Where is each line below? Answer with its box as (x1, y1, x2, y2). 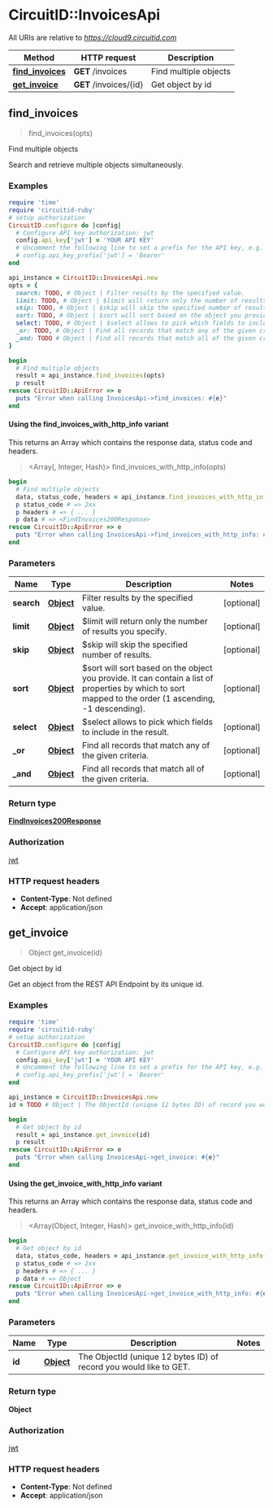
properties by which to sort (82, 683, 185, 694)
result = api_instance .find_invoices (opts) (15, 372, 165, 380)
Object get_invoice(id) (28, 947, 103, 957)
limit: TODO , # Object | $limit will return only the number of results (15, 296, 267, 304)
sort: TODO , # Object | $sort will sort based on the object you (15, 312, 242, 320)
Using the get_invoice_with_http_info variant (8, 1178, 162, 1188)
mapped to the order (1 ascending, (82, 693, 215, 705)
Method (24, 51, 55, 63)
